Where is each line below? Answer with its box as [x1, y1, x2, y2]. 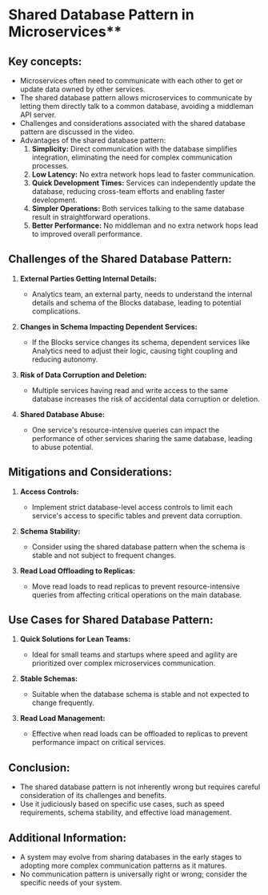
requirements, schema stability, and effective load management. [19, 808, 232, 817]
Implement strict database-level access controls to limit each [31, 502, 234, 512]
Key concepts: [8, 55, 82, 68]
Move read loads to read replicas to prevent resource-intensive [31, 581, 240, 591]
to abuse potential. [31, 442, 94, 452]
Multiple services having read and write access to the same [31, 385, 229, 395]
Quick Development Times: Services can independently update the [31, 178, 256, 188]
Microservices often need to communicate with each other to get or [19, 76, 243, 85]
